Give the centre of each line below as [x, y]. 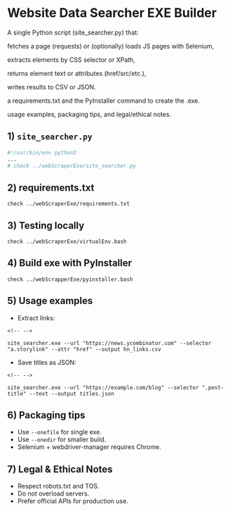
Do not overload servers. [53, 493]
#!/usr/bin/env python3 [42, 153]
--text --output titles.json [72, 393]
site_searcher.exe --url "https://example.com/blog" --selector [103, 387]
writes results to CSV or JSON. [52, 87]
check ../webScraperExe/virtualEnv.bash [67, 241]
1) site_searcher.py [50, 136]
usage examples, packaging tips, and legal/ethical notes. [89, 114]
